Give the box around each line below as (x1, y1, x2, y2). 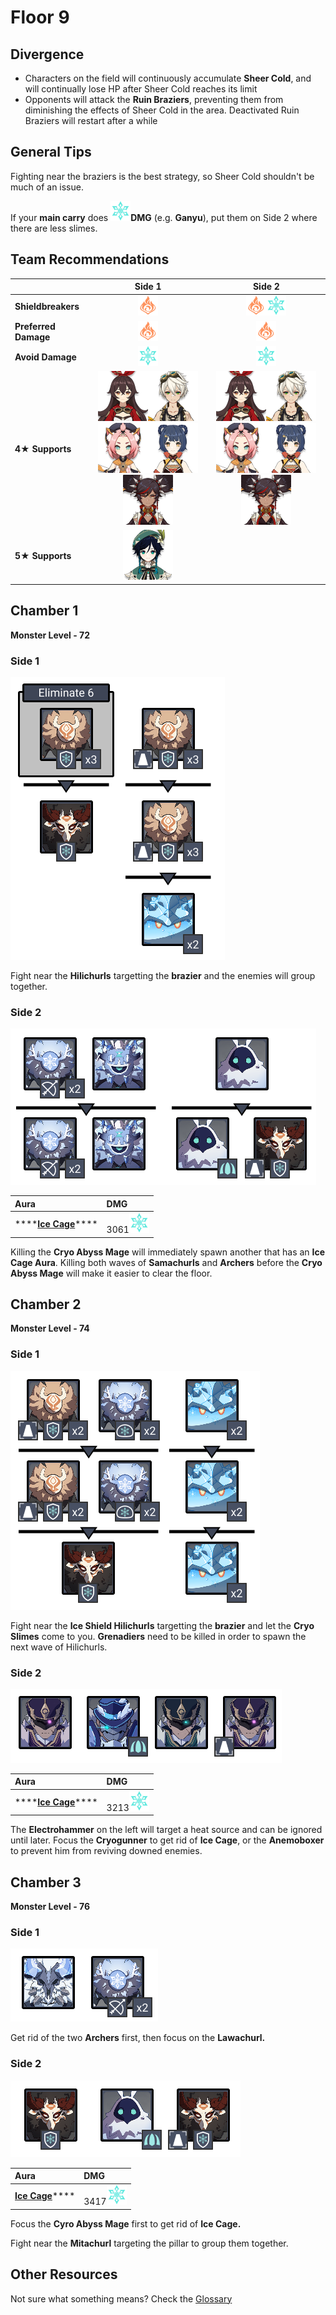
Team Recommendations (10, 251, 170, 268)
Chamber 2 (10, 1296, 82, 1313)
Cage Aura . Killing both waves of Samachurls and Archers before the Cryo (10, 1256, 323, 1268)
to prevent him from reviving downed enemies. (10, 1845, 203, 1857)
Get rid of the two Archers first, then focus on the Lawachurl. (10, 2032, 266, 2044)
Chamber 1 (10, 602, 79, 620)
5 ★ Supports (14, 550, 72, 562)
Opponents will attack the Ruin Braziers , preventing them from (24, 94, 284, 105)
